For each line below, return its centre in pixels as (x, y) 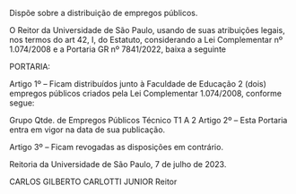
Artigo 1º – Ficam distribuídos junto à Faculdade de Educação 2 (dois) (138, 84)
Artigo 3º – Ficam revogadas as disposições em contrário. (117, 147)
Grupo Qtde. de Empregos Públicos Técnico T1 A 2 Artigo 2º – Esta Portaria (148, 120)
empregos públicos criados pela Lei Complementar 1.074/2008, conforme (146, 93)
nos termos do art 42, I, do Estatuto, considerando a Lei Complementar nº (146, 40)
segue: (22, 103)
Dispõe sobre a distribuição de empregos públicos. (104, 13)
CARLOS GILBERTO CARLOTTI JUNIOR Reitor (93, 181)
